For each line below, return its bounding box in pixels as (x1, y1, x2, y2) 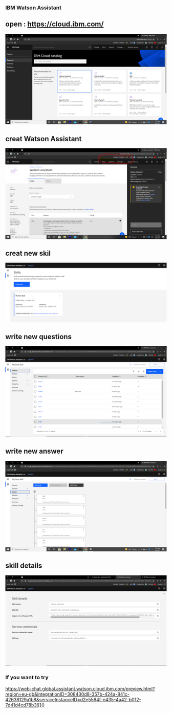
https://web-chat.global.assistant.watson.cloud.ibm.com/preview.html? (5, 685, 155, 692)
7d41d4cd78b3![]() (5, 702, 45, 708)
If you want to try (5, 674, 49, 681)
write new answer (5, 447, 63, 456)
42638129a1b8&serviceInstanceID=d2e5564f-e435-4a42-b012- (5, 696, 142, 702)
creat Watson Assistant (5, 135, 82, 143)
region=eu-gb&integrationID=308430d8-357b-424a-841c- (5, 691, 130, 697)
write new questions (5, 332, 72, 341)
